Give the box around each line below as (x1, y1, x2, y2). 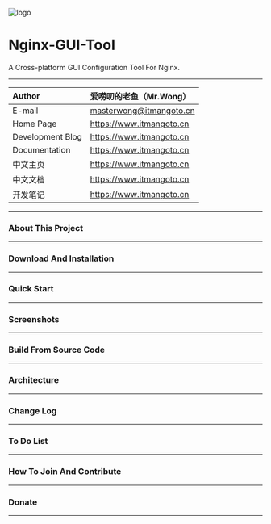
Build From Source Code (8, 344, 106, 355)
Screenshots (8, 313, 60, 325)
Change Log (8, 405, 57, 416)
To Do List (8, 435, 48, 446)
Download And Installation (8, 253, 115, 264)
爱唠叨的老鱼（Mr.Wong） (90, 90, 191, 102)
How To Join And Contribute (8, 466, 122, 477)
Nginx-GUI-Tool (8, 36, 115, 54)
